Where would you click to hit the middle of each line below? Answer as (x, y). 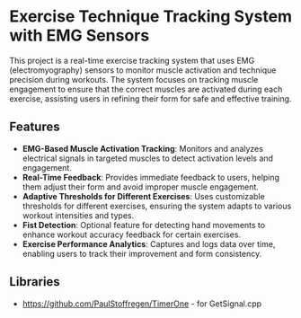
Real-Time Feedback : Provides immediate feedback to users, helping (151, 177)
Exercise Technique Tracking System (151, 17)
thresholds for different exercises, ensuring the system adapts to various (157, 206)
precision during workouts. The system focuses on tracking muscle (134, 79)
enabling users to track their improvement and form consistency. (142, 253)
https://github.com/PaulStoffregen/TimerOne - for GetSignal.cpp (142, 304)
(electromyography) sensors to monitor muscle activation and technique (143, 70)
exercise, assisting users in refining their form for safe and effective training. (150, 98)
